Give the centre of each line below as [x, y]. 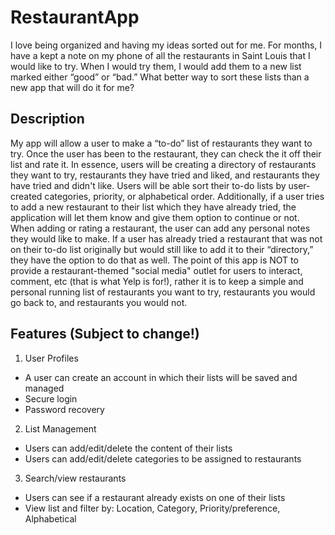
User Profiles [51, 358]
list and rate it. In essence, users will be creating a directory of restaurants [163, 164]
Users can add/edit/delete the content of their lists [128, 448]
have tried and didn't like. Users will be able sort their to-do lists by [148, 185]
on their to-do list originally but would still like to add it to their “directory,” [162, 249]
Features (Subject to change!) [105, 334]
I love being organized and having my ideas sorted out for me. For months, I [166, 45]
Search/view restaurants [75, 478]
